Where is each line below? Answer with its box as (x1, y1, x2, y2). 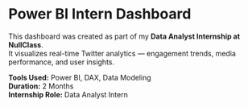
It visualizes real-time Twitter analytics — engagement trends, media (8, 48, 236, 58)
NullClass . (8, 39, 43, 49)
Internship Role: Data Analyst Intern (8, 89, 129, 99)
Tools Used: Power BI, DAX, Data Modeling (8, 72, 151, 82)
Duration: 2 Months (8, 81, 74, 91)
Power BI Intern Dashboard (8, 5, 192, 23)
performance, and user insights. (8, 57, 115, 67)
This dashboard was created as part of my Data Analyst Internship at (8, 31, 240, 41)
